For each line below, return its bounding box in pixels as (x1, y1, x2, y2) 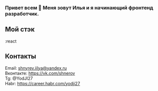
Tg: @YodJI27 (5, 75, 33, 81)
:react (5, 38, 17, 44)
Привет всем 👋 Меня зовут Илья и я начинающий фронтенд (5, 4, 154, 11)
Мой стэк (5, 25, 35, 33)
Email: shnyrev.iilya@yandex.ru (5, 65, 67, 71)
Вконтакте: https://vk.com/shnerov (5, 70, 75, 76)
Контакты (5, 52, 36, 61)
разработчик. (5, 10, 39, 17)
